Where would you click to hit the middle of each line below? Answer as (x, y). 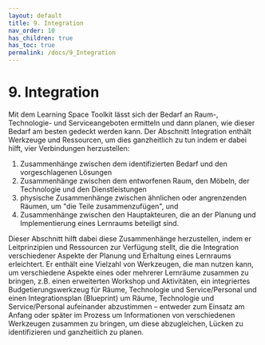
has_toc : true (32, 46)
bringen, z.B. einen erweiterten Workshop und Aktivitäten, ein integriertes (129, 281)
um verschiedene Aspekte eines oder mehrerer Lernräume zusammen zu (129, 272)
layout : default (35, 16)
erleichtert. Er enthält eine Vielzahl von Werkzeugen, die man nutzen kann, (131, 264)
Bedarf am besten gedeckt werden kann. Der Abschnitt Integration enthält (130, 131)
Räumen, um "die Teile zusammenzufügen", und (99, 206)
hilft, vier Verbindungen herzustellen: (69, 148)
